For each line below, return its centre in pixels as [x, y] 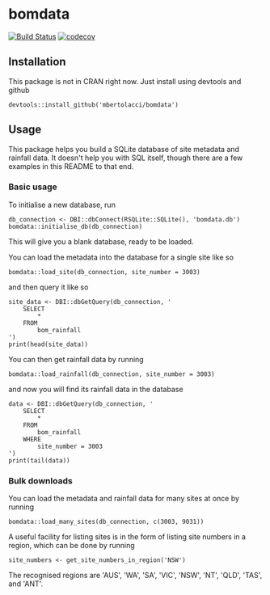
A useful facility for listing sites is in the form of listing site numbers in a [127, 537]
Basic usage [33, 187]
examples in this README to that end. [71, 166]
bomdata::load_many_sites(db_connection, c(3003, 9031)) [106, 522]
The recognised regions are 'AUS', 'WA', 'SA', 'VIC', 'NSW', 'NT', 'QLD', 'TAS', [135, 576]
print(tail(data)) [39, 460]
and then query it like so [49, 287]
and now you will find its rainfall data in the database [96, 389]
